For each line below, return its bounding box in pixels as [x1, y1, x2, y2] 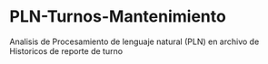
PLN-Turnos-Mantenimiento [9, 6, 227, 27]
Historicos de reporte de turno [9, 45, 124, 56]
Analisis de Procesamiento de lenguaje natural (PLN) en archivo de [9, 36, 260, 47]
